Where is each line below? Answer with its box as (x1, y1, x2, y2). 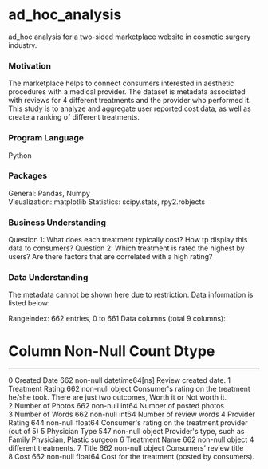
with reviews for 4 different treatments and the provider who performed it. (8, 96, 251, 105)
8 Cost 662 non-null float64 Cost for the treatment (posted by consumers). (8, 452, 255, 462)
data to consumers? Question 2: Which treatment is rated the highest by (8, 243, 245, 253)
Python (8, 150, 32, 160)
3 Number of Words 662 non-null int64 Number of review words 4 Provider (8, 409, 255, 420)
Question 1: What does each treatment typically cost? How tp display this (8, 235, 248, 245)
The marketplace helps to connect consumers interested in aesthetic (8, 78, 235, 89)
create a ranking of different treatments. (8, 112, 140, 122)
